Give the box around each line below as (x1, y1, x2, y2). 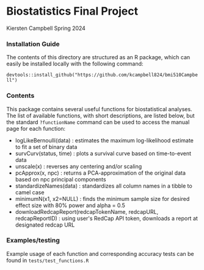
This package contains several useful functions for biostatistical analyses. (6, 105, 192, 112)
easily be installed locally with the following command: (6, 60, 144, 68)
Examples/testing (6, 236, 60, 245)
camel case (15, 188, 45, 196)
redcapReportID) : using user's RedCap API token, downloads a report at (15, 214, 199, 222)
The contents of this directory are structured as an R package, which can (6, 54, 191, 61)
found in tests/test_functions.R (6, 257, 89, 264)
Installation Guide (6, 40, 60, 48)
